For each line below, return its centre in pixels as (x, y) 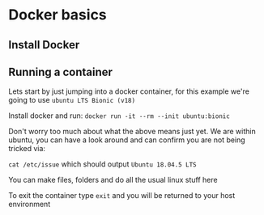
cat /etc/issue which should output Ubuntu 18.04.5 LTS (102, 164)
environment (30, 204)
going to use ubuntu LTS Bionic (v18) (72, 100)
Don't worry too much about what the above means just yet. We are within (132, 132)
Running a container (61, 72)
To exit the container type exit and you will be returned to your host (122, 196)
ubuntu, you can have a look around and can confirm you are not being (127, 140)
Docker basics (57, 15)
